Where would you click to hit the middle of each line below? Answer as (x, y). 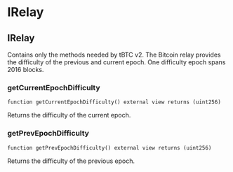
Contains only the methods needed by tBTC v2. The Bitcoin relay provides (114, 55)
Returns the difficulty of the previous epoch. (71, 161)
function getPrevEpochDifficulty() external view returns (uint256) (109, 148)
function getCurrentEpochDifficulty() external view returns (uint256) (114, 102)
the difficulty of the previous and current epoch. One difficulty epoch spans (116, 62)
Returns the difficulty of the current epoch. (69, 115)
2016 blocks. (26, 70)
